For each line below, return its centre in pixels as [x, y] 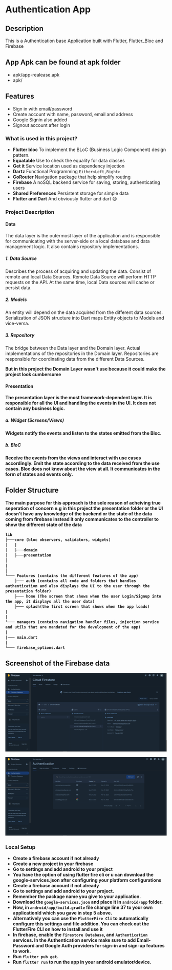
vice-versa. [17, 323]
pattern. [21, 155]
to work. [22, 951]
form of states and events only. [39, 474]
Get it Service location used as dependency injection [68, 166]
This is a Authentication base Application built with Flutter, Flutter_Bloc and [84, 41]
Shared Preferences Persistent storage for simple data [71, 193]
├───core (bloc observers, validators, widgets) [58, 540]
